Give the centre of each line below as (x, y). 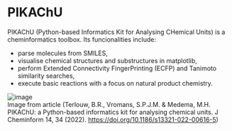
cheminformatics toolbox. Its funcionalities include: (82, 39)
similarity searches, (46, 76)
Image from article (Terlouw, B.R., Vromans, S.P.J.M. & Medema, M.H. (109, 104)
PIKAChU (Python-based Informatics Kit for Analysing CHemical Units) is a (116, 32)
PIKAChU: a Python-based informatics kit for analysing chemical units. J (113, 112)
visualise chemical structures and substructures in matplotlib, (107, 60)
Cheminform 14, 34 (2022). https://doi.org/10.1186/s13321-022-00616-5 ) (113, 119)
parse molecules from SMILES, (63, 53)
